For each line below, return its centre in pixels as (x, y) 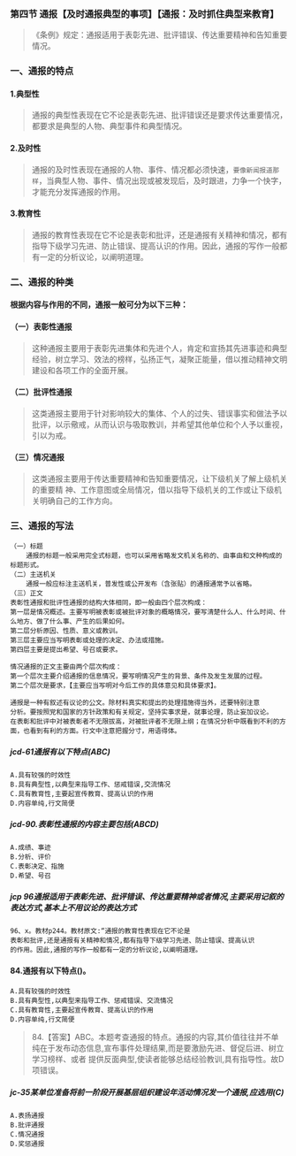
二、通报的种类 (42, 282)
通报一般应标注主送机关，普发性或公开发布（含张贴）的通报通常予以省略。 (141, 584)
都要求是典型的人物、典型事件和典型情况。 (109, 126)
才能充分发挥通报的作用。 (78, 191)
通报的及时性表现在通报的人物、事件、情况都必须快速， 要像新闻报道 (152, 169)
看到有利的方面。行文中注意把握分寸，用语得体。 (106, 731)
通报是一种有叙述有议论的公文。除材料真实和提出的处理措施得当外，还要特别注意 (135, 703)
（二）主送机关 (33, 575)
